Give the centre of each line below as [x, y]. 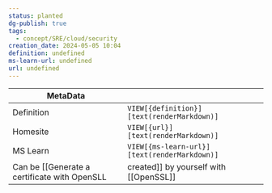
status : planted [36, 16]
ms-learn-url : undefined [50, 61]
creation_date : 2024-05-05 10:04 [65, 46]
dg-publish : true [38, 23]
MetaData [66, 95]
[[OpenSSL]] [152, 177]
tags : [17, 31]
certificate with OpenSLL [59, 177]
